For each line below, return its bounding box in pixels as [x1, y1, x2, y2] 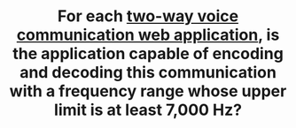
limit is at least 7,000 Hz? [53, 100, 243, 120]
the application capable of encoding [12, 44, 284, 64]
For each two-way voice [57, 6, 239, 26]
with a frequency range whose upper [9, 81, 287, 102]
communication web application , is [16, 25, 280, 45]
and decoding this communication [19, 63, 277, 83]
